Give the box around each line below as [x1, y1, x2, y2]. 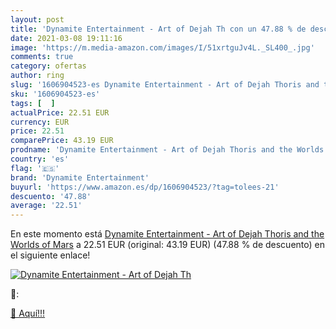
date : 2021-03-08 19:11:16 [10, 33, 123, 43]
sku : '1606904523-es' [10, 89, 101, 99]
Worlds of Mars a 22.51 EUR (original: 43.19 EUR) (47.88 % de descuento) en [10, 239, 325, 251]
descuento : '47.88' [10, 191, 92, 201]
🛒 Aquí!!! [10, 307, 46, 320]
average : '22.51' [10, 201, 83, 211]
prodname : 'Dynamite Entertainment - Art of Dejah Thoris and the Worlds [10, 145, 325, 155]
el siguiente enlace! [10, 249, 91, 261]
